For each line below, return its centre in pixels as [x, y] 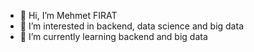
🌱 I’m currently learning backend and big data [113, 36]
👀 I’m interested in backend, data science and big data [131, 26]
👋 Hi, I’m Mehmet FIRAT [68, 15]
